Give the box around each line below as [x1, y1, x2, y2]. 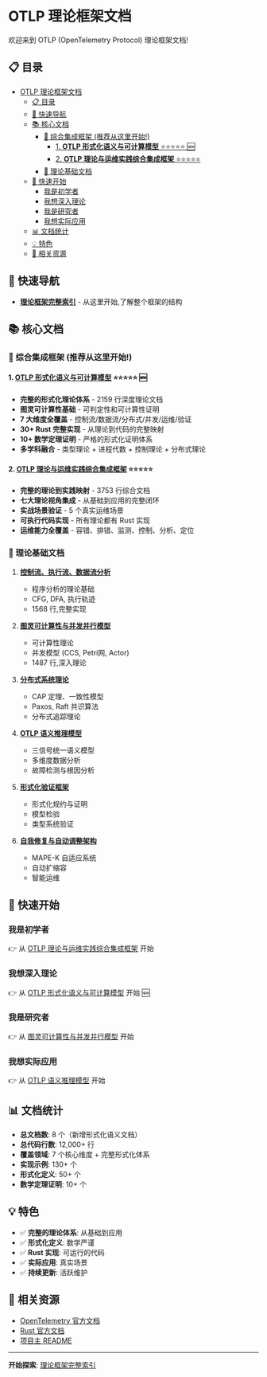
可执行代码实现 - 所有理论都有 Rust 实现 [19, 515, 151, 526]
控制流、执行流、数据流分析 [19, 567, 111, 577]
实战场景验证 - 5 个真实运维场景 [19, 506, 125, 515]
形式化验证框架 [19, 782, 69, 792]
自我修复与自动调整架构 [19, 835, 97, 845]
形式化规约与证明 [31, 799, 88, 808]
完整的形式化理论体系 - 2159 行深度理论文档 [19, 395, 164, 405]
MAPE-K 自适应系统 [31, 853, 97, 863]
